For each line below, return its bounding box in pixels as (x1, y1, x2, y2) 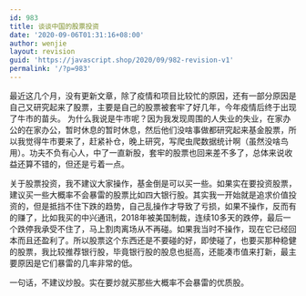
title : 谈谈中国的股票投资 (9, 22, 100, 31)
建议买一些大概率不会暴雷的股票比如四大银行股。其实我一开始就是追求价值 (9, 189, 289, 200)
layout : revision (9, 47, 76, 56)
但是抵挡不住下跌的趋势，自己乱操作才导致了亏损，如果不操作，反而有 (33, 200, 297, 211)
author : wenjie (9, 38, 67, 48)
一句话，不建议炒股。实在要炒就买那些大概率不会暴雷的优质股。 (9, 277, 249, 288)
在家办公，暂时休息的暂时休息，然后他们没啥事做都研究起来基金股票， (25, 124, 289, 135)
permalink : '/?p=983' (9, 65, 92, 74)
